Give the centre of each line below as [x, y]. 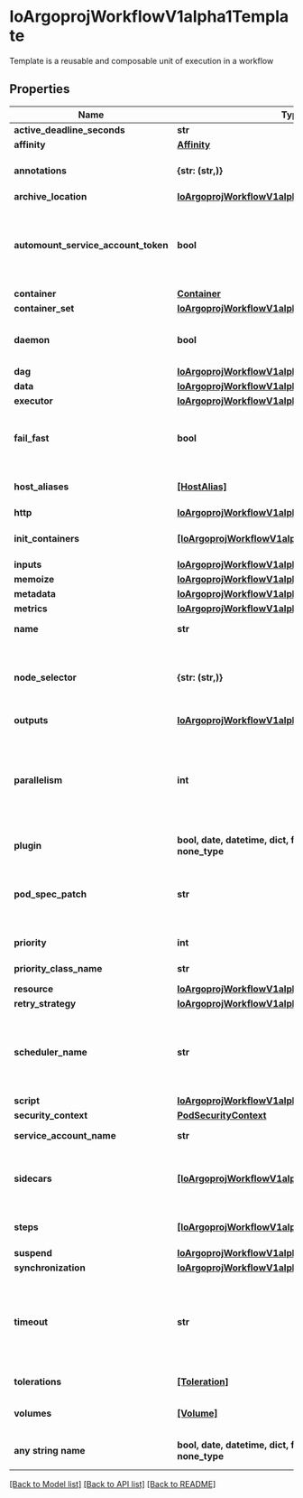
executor [34, 401]
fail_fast [32, 438]
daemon [32, 340]
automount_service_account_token [91, 245]
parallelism [38, 780]
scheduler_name [50, 1052]
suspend [33, 1252]
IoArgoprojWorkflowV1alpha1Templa [149, 17]
